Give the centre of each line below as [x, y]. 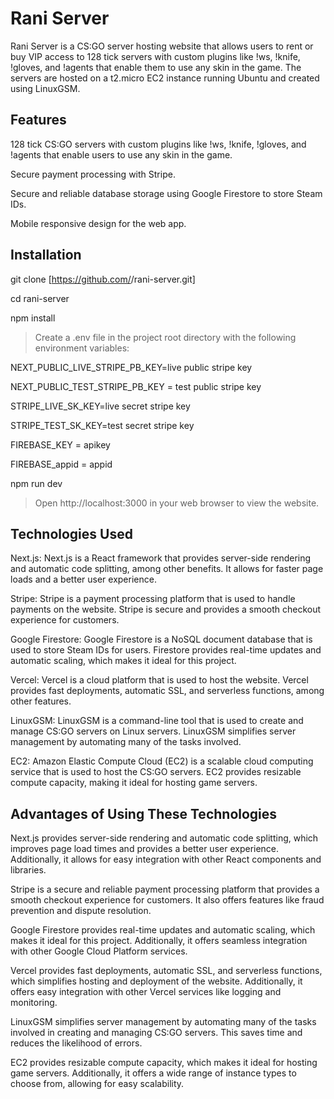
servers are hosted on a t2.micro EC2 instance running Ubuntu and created [165, 78]
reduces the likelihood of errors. [76, 1043]
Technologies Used [71, 533]
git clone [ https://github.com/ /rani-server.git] [103, 279]
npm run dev [36, 483]
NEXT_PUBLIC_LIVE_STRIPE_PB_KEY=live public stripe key [131, 367]
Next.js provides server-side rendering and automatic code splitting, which [164, 838]
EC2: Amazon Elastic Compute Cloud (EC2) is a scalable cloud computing [162, 761]
